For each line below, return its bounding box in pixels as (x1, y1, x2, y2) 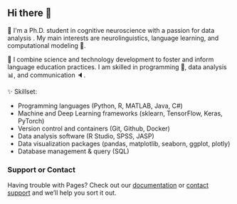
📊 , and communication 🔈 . (7, 71, 86, 79)
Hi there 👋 (7, 7, 52, 19)
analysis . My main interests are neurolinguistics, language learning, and (7, 34, 219, 42)
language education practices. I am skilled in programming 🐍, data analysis (7, 62, 227, 71)
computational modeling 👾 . (7, 41, 87, 50)
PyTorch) (17, 116, 45, 125)
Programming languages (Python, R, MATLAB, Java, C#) (17, 101, 183, 110)
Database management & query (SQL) (17, 147, 130, 155)
